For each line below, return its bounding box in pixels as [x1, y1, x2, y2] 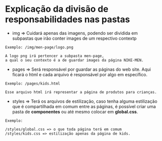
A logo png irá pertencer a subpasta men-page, [5, 53, 105, 58]
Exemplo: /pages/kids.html [5, 81, 60, 86]
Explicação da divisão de [5, 3, 109, 15]
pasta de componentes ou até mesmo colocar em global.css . [12, 109, 138, 114]
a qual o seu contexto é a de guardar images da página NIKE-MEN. [5, 57, 144, 62]
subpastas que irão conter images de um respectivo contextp [12, 35, 137, 41]
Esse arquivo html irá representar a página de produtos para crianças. [5, 89, 157, 94]
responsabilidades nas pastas [5, 14, 130, 25]
